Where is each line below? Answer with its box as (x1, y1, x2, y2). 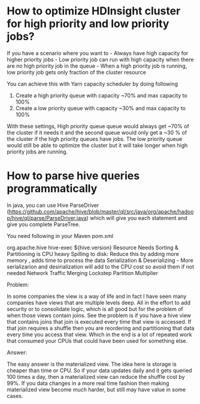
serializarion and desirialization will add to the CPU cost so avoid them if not (7, 263, 195, 270)
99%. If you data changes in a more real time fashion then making (7, 379, 169, 387)
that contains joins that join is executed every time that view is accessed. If (7, 318, 192, 325)
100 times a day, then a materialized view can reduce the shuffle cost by (7, 373, 185, 380)
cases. (7, 392, 23, 399)
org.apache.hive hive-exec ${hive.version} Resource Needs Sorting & (7, 244, 178, 251)
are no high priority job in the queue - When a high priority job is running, (7, 62, 187, 70)
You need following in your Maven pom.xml (7, 232, 113, 239)
